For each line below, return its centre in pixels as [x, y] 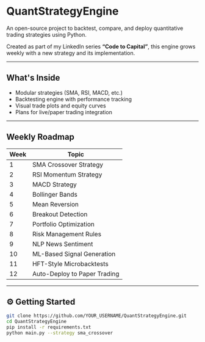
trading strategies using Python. [47, 34]
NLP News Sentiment [63, 244]
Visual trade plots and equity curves [60, 106]
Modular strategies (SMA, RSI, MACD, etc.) [69, 92]
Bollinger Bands [55, 194]
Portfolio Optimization [63, 224]
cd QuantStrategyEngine [37, 322]
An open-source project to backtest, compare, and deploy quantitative [95, 28]
